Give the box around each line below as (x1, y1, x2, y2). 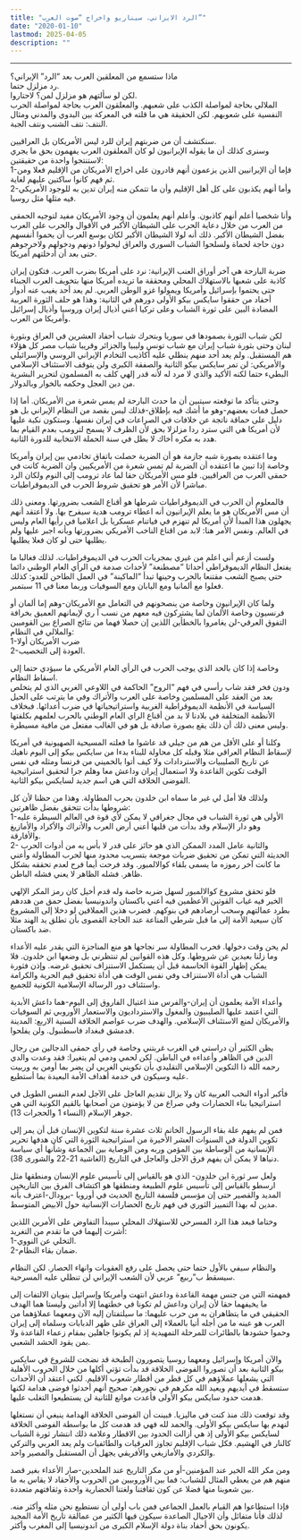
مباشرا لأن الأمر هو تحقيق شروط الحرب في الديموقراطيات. (10, 480, 208, 490)
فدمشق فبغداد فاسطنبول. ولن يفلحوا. (10, 1025, 135, 1036)
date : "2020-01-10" (10, 21, 83, 30)
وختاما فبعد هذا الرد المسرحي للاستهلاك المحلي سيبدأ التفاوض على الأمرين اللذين (10, 1216, 278, 1227)
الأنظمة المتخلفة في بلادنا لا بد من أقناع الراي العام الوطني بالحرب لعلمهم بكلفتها (10, 710, 275, 721)
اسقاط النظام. (10, 672, 58, 683)
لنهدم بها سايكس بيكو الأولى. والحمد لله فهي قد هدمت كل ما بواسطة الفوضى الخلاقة (10, 1419, 289, 1430)
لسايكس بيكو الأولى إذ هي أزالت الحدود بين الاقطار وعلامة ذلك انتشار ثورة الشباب (10, 1428, 280, 1439)
